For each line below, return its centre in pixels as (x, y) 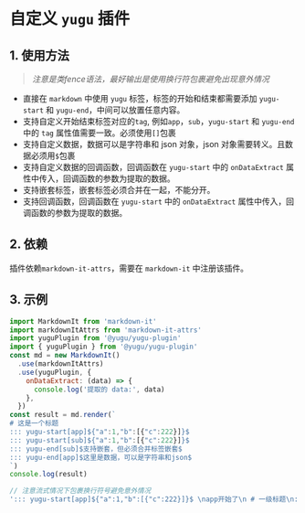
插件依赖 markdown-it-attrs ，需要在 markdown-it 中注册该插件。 (129, 268)
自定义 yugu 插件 (70, 19)
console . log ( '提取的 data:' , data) (99, 390)
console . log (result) (49, 475)
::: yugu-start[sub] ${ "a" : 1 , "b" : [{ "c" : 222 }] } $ (100, 440)
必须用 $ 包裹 (53, 155)
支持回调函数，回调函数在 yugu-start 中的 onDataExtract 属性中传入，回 (158, 201)
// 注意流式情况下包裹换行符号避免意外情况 (80, 491)
